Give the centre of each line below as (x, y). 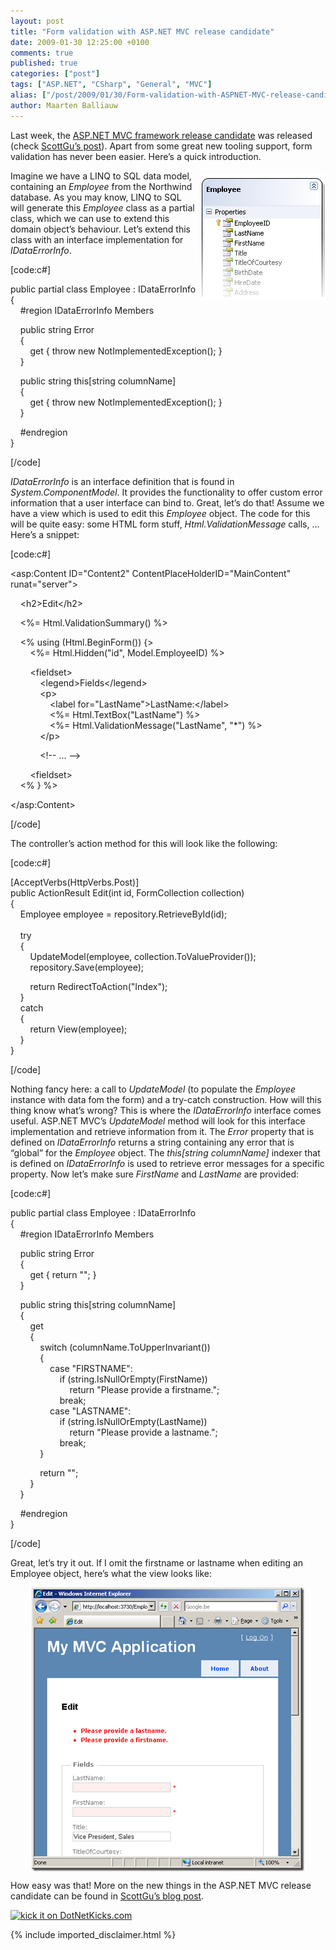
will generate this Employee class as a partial (102, 207)
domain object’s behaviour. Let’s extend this (101, 229)
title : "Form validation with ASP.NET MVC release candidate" (142, 31)
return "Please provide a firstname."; (144, 1389)
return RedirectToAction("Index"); (98, 986)
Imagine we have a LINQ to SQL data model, (101, 176)
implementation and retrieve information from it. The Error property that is (162, 1131)
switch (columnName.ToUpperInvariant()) (125, 1347)
